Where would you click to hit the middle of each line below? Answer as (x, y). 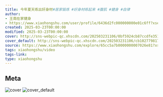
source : (13, 45)
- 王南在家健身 (18, 18)
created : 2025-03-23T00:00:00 (36, 28)
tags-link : (16, 54)
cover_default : (20, 41)
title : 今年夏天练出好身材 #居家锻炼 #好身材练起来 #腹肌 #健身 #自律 (67, 9)
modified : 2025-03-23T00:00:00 (37, 32)
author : (13, 14)
